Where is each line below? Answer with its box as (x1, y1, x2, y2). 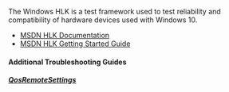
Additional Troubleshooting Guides (8, 57, 127, 67)
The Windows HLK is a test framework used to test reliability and (8, 7, 221, 16)
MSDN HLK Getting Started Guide (19, 39, 131, 48)
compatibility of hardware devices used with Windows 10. (8, 15, 198, 25)
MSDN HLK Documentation (19, 31, 110, 40)
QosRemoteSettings (8, 75, 77, 85)
